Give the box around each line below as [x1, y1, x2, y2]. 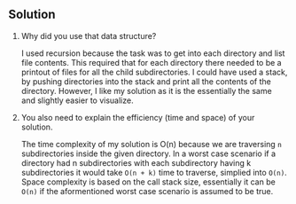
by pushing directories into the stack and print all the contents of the [20, 75, 271, 87]
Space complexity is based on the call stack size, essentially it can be [20, 177, 276, 187]
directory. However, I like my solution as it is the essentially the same [20, 85, 272, 96]
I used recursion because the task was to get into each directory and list [20, 48, 285, 59]
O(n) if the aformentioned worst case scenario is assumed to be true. [20, 185, 274, 196]
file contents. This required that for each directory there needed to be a [20, 57, 282, 67]
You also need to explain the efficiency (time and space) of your [20, 112, 255, 122]
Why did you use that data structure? [20, 30, 157, 41]
